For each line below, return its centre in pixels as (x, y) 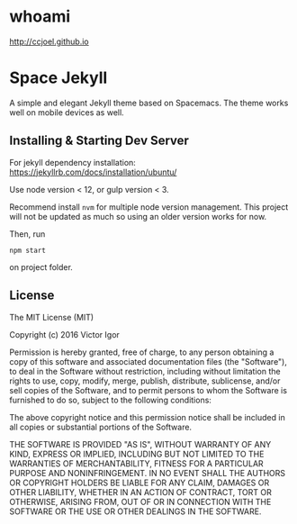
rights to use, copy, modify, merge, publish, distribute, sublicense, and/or (145, 381)
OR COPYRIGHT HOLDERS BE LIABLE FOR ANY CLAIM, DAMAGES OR (139, 483)
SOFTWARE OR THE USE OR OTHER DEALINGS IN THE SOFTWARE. (135, 511)
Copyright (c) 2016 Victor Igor (64, 334)
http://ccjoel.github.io (49, 41)
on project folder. (41, 267)
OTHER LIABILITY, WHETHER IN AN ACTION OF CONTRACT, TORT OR (140, 492)
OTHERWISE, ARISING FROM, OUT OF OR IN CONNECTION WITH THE (140, 501)
